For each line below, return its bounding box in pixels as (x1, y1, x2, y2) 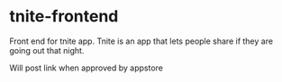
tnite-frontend (9, 6, 119, 27)
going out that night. (9, 45, 85, 55)
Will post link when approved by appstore (9, 62, 164, 73)
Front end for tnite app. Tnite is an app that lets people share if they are (9, 36, 273, 46)
